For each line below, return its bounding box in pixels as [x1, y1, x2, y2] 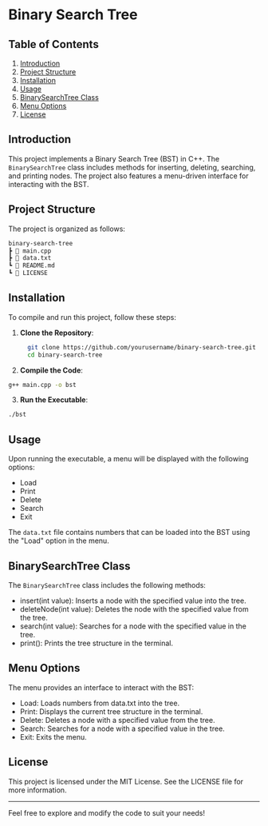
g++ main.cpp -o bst [8, 381, 77, 389]
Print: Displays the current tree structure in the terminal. [19, 706, 203, 716]
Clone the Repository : [19, 328, 94, 337]
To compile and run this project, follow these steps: [8, 312, 177, 321]
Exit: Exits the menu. [19, 732, 87, 741]
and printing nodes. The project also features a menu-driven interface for [8, 170, 249, 181]
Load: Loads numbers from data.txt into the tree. [19, 698, 180, 708]
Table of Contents [8, 38, 100, 51]
